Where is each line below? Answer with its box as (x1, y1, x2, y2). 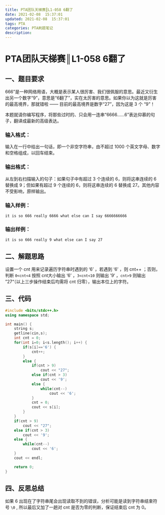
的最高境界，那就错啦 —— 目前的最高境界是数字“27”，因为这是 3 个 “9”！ (5, 101, 155, 107)
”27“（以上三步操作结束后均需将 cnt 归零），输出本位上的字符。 (5, 279, 131, 285)
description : (5, 30, 32, 35)
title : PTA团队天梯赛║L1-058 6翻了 (5, 7, 73, 12)
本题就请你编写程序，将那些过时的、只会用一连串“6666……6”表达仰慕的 (5, 112, 151, 117)
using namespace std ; (5, 312, 50, 318)
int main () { (5, 321, 32, 327)
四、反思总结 (5, 484, 44, 492)
